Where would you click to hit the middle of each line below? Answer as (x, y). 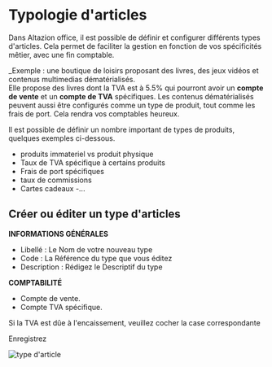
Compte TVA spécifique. (61, 307)
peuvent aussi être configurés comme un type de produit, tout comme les (132, 105)
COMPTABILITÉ (35, 282)
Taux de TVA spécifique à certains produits (92, 162)
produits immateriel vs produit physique (87, 154)
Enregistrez (28, 339)
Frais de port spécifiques (62, 171)
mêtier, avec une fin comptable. (61, 55)
